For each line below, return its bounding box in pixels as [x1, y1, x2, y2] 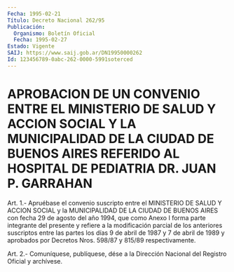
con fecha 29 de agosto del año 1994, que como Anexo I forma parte [7, 213, 207, 222]
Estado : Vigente [7, 43, 55, 50]
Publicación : [7, 23, 46, 30]
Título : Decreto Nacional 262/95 [7, 17, 105, 24]
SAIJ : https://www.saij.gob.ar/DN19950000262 [7, 50, 142, 57]
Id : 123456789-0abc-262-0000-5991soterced [7, 56, 133, 63]
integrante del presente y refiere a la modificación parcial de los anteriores [7, 221, 223, 229]
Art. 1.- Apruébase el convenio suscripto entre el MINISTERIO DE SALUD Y [7, 198, 222, 207]
